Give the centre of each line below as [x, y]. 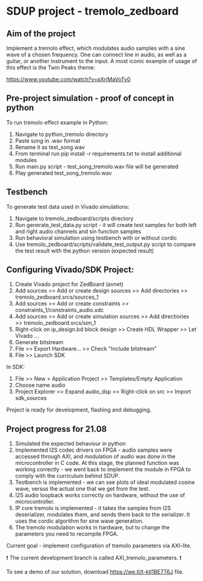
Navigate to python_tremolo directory [62, 134]
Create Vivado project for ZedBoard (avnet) [69, 284]
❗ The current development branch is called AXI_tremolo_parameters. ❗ [94, 558]
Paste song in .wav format [48, 140]
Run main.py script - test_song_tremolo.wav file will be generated [97, 166]
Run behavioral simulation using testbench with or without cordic [96, 237]
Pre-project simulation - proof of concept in [90, 98]
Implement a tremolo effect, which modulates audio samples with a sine [96, 48]
